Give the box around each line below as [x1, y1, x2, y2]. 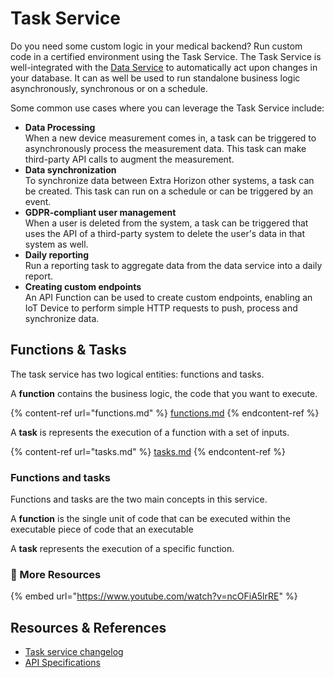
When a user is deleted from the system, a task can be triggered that [24, 217, 309, 229]
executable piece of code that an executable [10, 523, 194, 536]
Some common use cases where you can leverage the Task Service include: [10, 102, 325, 114]
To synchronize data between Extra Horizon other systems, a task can [24, 174, 315, 186]
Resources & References [10, 619, 167, 636]
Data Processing [24, 121, 96, 133]
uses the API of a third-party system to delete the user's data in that [24, 227, 305, 239]
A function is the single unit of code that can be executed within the [10, 513, 292, 525]
